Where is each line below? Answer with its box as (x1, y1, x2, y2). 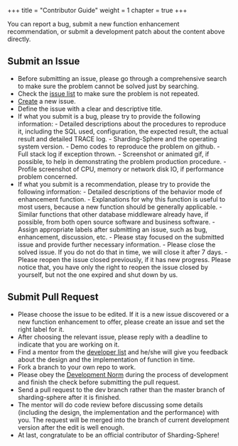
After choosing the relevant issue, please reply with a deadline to (17, 332, 208, 341)
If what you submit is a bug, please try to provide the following (17, 111, 201, 120)
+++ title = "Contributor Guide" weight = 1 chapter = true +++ (7, 6, 188, 14)
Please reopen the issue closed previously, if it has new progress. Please (17, 255, 232, 263)
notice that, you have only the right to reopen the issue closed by (17, 263, 208, 271)
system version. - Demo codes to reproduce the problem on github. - (17, 142, 220, 151)
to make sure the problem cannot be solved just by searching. (17, 82, 199, 90)
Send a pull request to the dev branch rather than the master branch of (17, 385, 225, 393)
